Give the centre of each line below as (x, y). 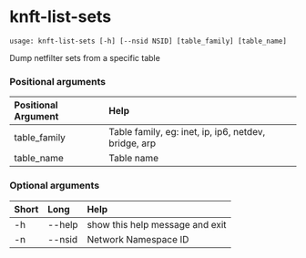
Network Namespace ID (138, 239)
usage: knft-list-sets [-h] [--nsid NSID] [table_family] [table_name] (148, 41)
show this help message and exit (157, 224)
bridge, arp (133, 143)
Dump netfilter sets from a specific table (85, 57)
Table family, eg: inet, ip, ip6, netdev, (187, 132)
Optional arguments (55, 186)
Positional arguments (58, 81)
